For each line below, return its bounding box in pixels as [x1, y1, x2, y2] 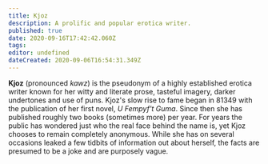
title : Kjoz [8, 11, 48, 20]
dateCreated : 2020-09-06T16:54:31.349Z [8, 57, 142, 65]
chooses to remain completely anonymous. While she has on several [8, 129, 234, 138]
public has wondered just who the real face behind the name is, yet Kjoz [8, 121, 246, 130]
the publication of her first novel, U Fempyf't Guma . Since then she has [8, 103, 242, 113]
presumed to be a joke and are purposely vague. [8, 146, 169, 156]
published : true [8, 26, 62, 34]
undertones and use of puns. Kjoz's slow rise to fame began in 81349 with [8, 95, 253, 105]
